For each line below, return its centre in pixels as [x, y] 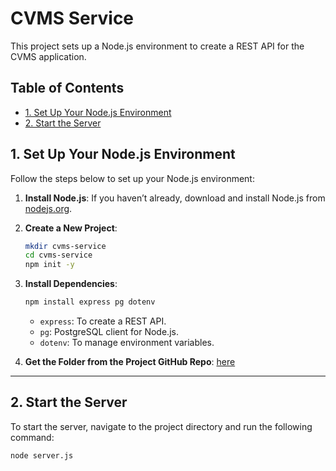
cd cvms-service [58, 255]
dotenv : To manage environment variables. [127, 343]
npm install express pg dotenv [90, 302]
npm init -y [49, 265]
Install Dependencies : [71, 284]
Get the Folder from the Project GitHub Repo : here [130, 362]
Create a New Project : [71, 228]
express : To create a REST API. [103, 321]
